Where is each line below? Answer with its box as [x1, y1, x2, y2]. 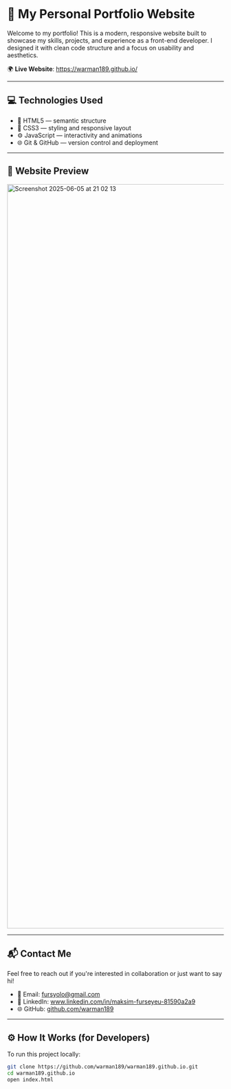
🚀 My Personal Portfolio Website [7, 6, 195, 22]
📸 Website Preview [7, 165, 89, 177]
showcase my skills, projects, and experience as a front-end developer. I [7, 36, 212, 44]
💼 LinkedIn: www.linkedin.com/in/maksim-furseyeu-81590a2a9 [16, 997, 196, 1006]
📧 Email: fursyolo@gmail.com [16, 990, 100, 999]
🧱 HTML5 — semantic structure [16, 116, 107, 125]
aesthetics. [7, 51, 38, 59]
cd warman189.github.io [7, 1070, 76, 1077]
